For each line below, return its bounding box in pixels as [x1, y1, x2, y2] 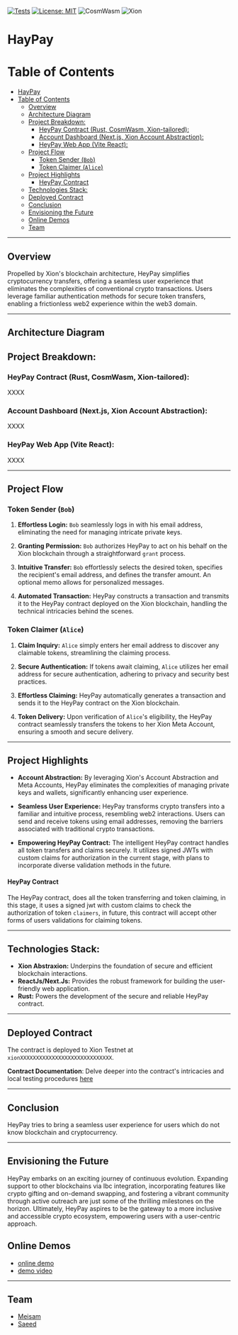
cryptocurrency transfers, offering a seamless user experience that [7, 277, 203, 285]
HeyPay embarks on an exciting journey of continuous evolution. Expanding [7, 1174, 229, 1182]
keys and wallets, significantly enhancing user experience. [17, 789, 189, 797]
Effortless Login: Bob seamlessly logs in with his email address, [17, 520, 203, 529]
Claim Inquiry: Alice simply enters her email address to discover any [17, 641, 220, 649]
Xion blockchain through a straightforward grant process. [17, 549, 186, 558]
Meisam [17, 1312, 41, 1321]
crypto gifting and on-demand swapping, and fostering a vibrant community [7, 1189, 229, 1197]
